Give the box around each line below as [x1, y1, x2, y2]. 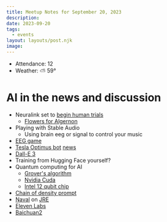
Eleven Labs [15, 202, 46, 209]
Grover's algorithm [24, 169, 72, 177]
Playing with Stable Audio [15, 124, 80, 131]
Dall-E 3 [15, 150, 35, 157]
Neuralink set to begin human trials [15, 111, 104, 118]
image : [6, 44, 23, 50]
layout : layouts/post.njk [6, 37, 72, 44]
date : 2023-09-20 [6, 20, 51, 26]
